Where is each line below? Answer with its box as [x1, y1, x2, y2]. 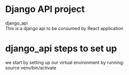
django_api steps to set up [5, 43, 117, 54]
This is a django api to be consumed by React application [5, 25, 124, 31]
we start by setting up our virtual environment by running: [5, 59, 124, 65]
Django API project [5, 3, 85, 15]
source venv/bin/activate [5, 64, 57, 70]
